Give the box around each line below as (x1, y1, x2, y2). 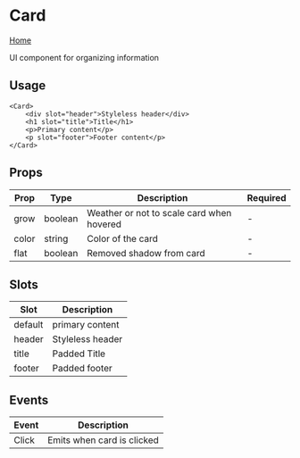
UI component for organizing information (9, 52, 159, 62)
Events (9, 392, 49, 407)
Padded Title (52, 347, 105, 360)
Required (246, 191, 287, 204)
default (13, 319, 44, 331)
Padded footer (52, 362, 113, 375)
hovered (87, 218, 122, 230)
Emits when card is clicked (47, 434, 159, 446)
